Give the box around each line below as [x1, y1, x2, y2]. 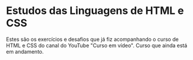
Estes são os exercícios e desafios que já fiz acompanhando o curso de [6, 36, 179, 43]
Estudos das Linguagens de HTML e [6, 4, 184, 17]
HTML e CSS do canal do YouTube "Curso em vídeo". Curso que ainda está [6, 42, 188, 49]
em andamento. [6, 48, 44, 55]
